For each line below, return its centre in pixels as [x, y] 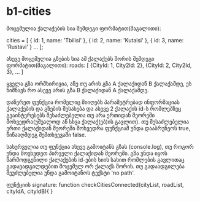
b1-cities [29, 11]
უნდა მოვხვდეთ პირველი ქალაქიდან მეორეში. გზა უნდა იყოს [87, 153]
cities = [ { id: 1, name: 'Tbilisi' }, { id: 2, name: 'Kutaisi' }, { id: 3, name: [95, 40]
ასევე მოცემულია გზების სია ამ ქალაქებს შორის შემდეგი [80, 58]
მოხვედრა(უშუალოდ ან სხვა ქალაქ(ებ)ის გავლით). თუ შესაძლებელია [98, 122]
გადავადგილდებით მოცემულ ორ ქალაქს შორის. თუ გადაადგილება [96, 166]
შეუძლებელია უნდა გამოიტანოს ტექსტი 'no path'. [71, 173]
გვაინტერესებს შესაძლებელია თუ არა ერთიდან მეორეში [81, 115]
